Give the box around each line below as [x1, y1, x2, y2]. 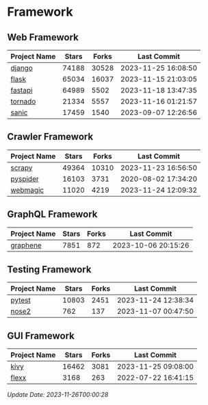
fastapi [10, 86, 33, 95]
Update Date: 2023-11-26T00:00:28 [7, 391, 109, 399]
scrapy [10, 162, 33, 172]
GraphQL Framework [7, 208, 98, 220]
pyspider [10, 174, 39, 184]
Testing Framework [7, 264, 92, 275]
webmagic [10, 185, 44, 195]
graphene [10, 241, 42, 250]
